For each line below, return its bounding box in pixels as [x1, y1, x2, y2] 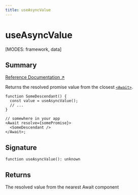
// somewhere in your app [5, 116, 60, 121]
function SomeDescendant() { [5, 94, 67, 99]
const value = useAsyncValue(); [10, 99, 79, 104]
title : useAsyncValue [5, 7, 51, 13]
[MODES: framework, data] [5, 46, 62, 52]
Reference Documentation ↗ [5, 74, 65, 80]
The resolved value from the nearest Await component [5, 184, 119, 190]
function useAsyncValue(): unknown [5, 157, 81, 162]
